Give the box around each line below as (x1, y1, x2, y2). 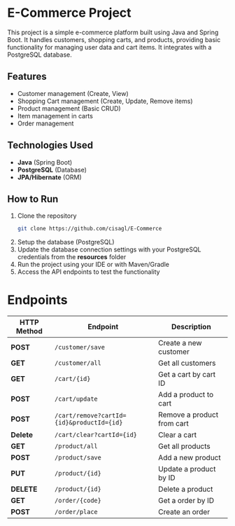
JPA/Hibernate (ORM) (17, 173, 82, 181)
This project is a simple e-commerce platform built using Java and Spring (7, 28, 219, 36)
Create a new (158, 338, 202, 348)
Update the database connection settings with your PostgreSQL (17, 245, 201, 254)
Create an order (158, 507, 211, 517)
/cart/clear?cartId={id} (55, 431, 138, 439)
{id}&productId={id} (55, 419, 123, 427)
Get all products (158, 441, 211, 451)
